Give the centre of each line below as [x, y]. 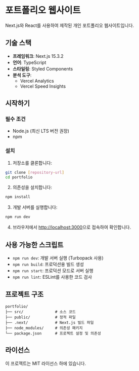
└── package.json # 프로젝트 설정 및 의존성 [53, 333]
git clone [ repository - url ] [35, 172]
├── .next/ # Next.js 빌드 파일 [50, 322]
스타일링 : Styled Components [43, 68]
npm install [18, 197]
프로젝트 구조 [25, 294]
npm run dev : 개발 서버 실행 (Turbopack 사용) [58, 258]
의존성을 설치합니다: [32, 188]
